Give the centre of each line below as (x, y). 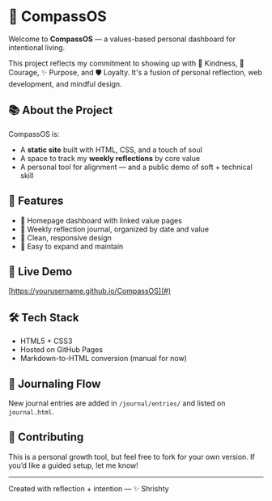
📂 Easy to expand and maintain (72, 246)
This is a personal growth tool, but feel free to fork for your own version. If (132, 456)
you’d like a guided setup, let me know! (74, 465)
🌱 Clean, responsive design (66, 237)
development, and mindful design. (66, 83)
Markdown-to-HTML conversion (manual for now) (104, 359)
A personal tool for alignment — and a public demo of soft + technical (136, 167)
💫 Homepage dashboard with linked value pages (101, 220)
